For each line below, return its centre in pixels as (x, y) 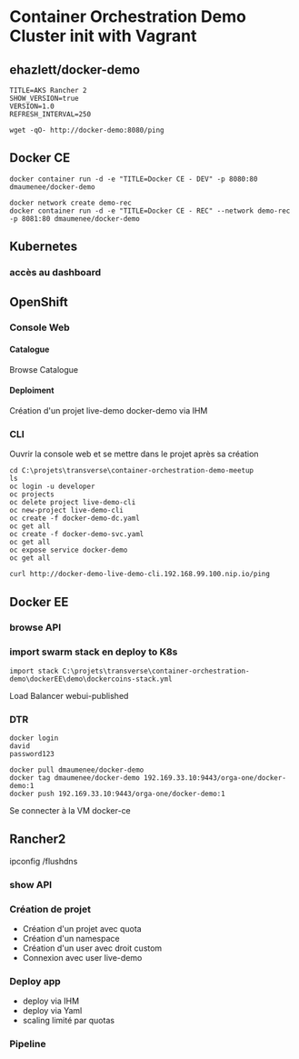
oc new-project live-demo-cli (67, 511)
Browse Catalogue (44, 369)
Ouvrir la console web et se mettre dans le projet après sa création (134, 454)
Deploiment (32, 390)
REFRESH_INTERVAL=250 (50, 115)
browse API (35, 627)
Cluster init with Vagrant (103, 36)
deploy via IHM (51, 1001)
